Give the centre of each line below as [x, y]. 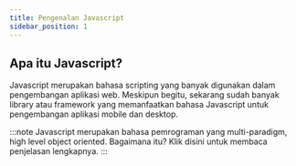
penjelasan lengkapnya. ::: [58, 151]
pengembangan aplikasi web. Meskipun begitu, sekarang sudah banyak [145, 95]
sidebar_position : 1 [49, 26]
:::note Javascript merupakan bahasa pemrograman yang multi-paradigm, [148, 132]
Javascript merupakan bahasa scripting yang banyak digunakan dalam [143, 85]
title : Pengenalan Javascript [67, 18]
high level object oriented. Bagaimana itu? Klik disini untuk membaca [138, 141]
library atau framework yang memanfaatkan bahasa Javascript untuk [139, 105]
